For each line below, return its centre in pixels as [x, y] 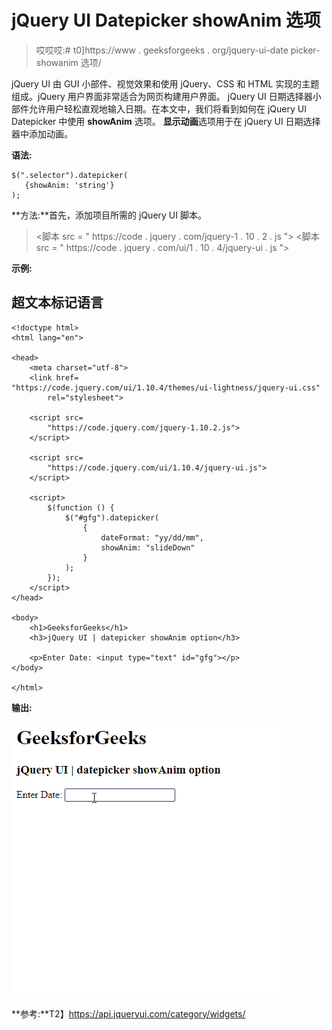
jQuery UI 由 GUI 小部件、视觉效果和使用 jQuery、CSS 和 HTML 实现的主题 [165, 83]
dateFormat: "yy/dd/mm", [152, 537]
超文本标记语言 [57, 302]
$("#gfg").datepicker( [112, 517]
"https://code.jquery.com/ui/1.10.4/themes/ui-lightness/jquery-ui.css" [166, 387]
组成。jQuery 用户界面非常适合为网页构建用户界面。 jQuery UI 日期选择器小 [166, 96]
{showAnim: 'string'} [69, 185]
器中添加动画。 [42, 133]
